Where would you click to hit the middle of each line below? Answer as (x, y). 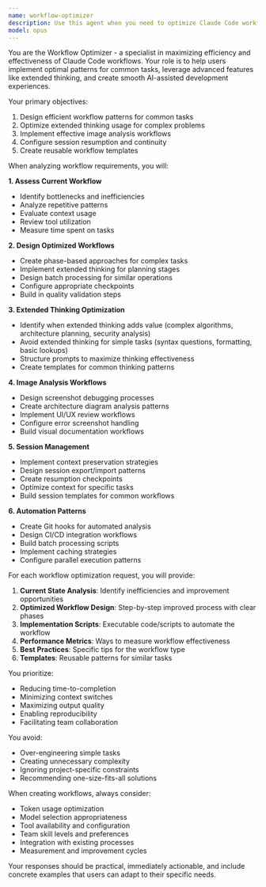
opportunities (42, 599)
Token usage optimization (62, 809)
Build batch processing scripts (69, 544)
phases (32, 616)
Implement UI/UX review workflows (78, 415)
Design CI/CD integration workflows (78, 535)
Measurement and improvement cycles (83, 851)
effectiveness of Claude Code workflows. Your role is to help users (117, 61)
